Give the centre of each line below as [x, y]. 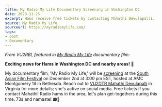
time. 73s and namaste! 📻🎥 [32, 99]
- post [12, 37]
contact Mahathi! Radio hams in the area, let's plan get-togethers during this [81, 94]
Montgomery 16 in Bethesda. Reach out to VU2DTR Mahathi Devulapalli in [79, 83]
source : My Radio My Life [31, 23]
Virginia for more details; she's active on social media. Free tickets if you [77, 88]
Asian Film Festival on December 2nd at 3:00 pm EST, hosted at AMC [74, 78]
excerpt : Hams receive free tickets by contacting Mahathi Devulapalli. [80, 18]
